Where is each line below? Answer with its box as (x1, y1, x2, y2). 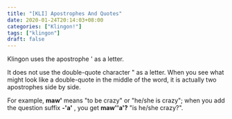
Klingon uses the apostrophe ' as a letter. (7, 55, 125, 63)
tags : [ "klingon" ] (7, 29, 60, 37)
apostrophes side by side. (7, 83, 81, 91)
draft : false (7, 36, 45, 43)
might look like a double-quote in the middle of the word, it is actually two (7, 75, 217, 84)
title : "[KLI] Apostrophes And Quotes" (7, 10, 123, 17)
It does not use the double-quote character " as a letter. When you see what (7, 68, 224, 77)
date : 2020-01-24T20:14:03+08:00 (7, 17, 104, 24)
